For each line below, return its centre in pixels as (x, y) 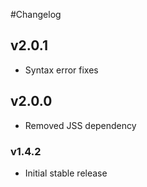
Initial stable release (66, 173)
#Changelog (36, 14)
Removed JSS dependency (80, 125)
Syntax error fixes (61, 70)
